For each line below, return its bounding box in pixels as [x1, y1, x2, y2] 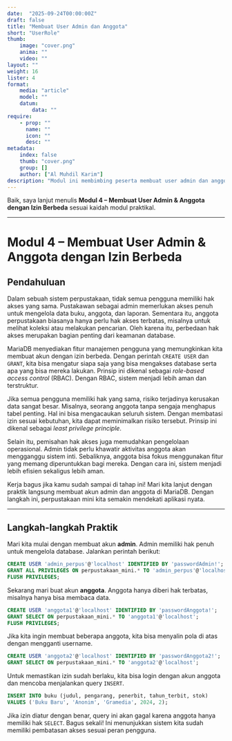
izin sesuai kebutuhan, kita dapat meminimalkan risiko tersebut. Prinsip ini [7, 417, 217, 425]
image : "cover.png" [19, 42, 76, 49]
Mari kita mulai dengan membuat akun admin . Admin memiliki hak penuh [7, 540, 215, 548]
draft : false [7, 17, 45, 24]
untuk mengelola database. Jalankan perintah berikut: [7, 547, 161, 556]
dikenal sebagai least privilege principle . [7, 424, 122, 433]
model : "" [19, 94, 48, 101]
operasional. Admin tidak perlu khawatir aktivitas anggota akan [7, 445, 186, 453]
